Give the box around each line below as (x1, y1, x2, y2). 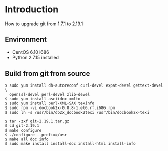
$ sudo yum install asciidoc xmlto (5, 96, 81, 101)
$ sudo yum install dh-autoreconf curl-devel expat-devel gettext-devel (5, 83, 163, 88)
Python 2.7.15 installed (12, 54, 59, 60)
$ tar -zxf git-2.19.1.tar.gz (5, 119, 70, 124)
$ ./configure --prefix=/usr (5, 132, 67, 137)
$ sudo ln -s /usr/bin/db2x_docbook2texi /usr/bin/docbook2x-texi (5, 110, 150, 115)
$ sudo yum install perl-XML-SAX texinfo (5, 101, 95, 106)
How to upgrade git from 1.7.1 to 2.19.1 (5, 20, 83, 27)
